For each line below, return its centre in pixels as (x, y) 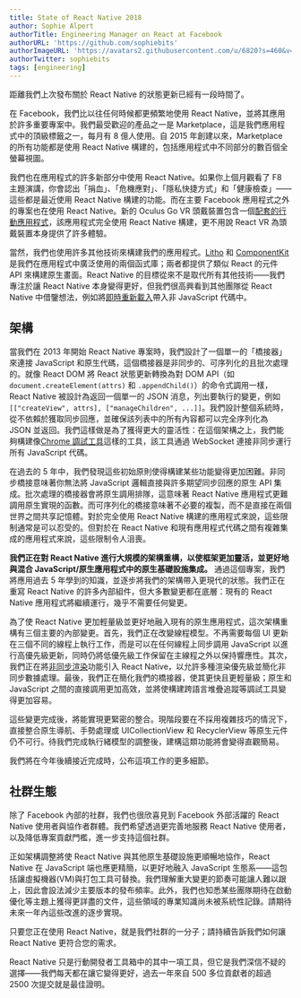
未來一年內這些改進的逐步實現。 (68, 912)
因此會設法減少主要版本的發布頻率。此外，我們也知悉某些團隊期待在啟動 (158, 890)
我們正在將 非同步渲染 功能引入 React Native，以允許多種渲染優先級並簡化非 (148, 666)
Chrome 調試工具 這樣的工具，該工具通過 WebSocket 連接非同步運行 (166, 441)
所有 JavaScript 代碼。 (51, 452)
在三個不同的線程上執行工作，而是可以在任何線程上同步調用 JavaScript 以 (145, 644)
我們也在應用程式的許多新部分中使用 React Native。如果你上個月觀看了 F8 (146, 177)
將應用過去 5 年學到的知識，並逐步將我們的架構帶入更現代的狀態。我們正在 (147, 580)
